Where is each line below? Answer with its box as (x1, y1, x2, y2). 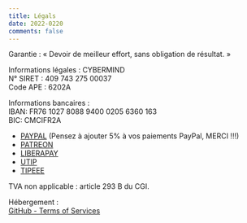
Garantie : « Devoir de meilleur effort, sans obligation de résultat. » (8, 50, 232, 59)
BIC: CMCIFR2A (8, 116, 62, 125)
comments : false (8, 27, 63, 35)
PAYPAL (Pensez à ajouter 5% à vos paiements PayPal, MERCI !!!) (19, 131, 240, 141)
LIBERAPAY (19, 148, 58, 159)
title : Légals (8, 11, 57, 20)
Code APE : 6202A (8, 82, 71, 92)
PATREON (19, 140, 54, 150)
